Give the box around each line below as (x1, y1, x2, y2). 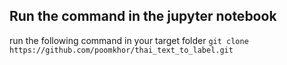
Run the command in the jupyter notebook (9, 8, 277, 25)
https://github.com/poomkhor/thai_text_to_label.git (9, 45, 234, 55)
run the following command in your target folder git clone (9, 34, 249, 46)
